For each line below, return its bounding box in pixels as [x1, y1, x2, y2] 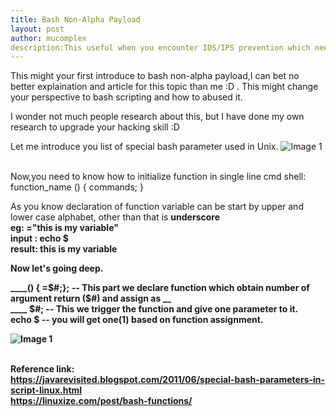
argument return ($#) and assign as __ [10, 292, 172, 305]
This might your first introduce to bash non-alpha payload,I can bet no [10, 70, 300, 82]
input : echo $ [10, 232, 69, 245]
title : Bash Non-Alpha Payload [10, 14, 141, 25]
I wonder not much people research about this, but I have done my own [10, 111, 305, 123]
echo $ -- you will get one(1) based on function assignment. [10, 314, 264, 326]
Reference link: [10, 363, 75, 375]
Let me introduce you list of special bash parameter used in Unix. [10, 141, 279, 153]
